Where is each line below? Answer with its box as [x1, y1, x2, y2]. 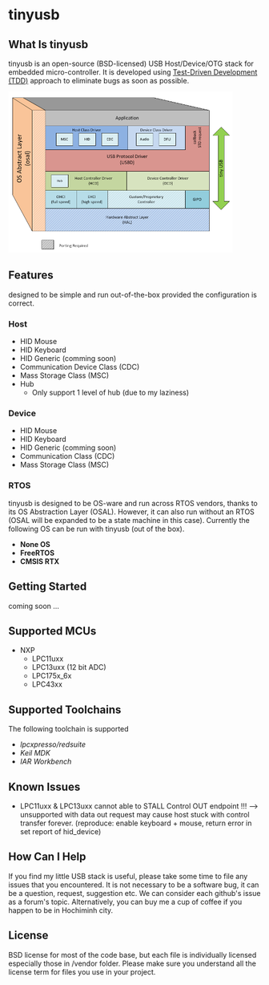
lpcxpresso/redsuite [19, 740, 86, 749]
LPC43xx [31, 679, 62, 689]
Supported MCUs [8, 624, 97, 638]
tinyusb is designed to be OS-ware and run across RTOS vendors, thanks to [8, 498, 259, 508]
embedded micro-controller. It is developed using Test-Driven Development [8, 67, 258, 77]
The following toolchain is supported [8, 724, 130, 734]
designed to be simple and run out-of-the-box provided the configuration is [8, 290, 258, 299]
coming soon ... [8, 601, 60, 610]
